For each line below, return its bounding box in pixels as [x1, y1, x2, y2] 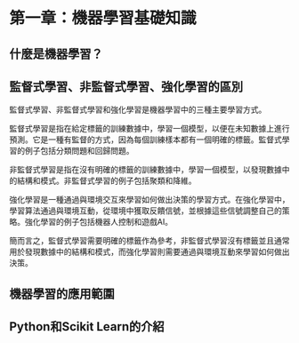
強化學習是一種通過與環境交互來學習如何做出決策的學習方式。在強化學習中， [9, 195, 290, 205]
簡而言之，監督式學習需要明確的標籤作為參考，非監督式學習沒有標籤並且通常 [9, 235, 290, 246]
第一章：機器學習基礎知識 [9, 8, 198, 28]
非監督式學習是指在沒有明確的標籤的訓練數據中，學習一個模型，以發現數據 [9, 164, 282, 175]
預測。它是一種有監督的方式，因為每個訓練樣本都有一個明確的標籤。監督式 [9, 134, 282, 145]
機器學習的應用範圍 [9, 286, 115, 301]
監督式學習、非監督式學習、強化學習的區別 [9, 79, 243, 94]
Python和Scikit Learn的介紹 [9, 319, 165, 334]
